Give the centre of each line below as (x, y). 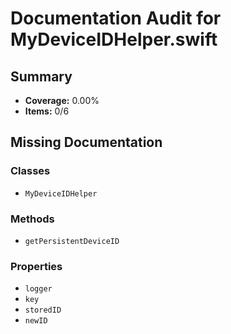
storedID (43, 310)
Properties (36, 266)
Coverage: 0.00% (62, 100)
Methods (32, 219)
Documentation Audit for (116, 18)
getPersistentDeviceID (72, 241)
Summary (41, 76)
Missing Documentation (86, 142)
